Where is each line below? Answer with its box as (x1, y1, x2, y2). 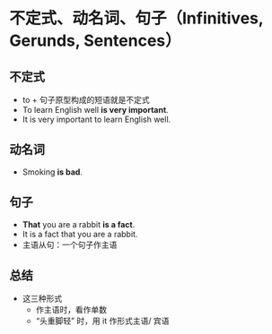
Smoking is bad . (22, 167, 83, 177)
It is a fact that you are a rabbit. (22, 228, 138, 239)
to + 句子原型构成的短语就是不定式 (22, 95, 150, 105)
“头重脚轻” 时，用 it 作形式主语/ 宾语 (35, 315, 170, 327)
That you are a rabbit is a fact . (22, 218, 136, 229)
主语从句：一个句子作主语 (22, 239, 118, 250)
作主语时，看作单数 (35, 304, 108, 315)
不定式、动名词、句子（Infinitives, (9, 8, 264, 29)
